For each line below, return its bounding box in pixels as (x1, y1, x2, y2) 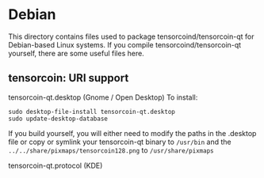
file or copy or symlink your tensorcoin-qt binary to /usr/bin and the (8, 137, 231, 146)
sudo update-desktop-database (8, 115, 109, 123)
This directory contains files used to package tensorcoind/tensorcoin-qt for (8, 32, 254, 41)
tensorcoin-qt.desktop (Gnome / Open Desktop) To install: (8, 93, 198, 102)
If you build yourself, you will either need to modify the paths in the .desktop (8, 128, 257, 138)
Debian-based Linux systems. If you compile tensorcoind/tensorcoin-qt (8, 40, 242, 49)
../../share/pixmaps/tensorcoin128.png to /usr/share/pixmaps (8, 145, 214, 155)
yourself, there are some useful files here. (8, 48, 144, 58)
